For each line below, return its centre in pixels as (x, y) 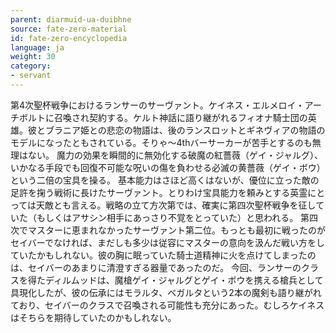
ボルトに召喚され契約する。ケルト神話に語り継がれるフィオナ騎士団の (163, 117)
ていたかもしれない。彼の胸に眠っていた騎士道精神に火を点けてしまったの (163, 255)
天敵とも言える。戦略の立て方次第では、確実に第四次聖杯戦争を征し (176, 205)
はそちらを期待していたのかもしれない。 (93, 317)
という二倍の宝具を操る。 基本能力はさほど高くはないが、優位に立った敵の (165, 180)
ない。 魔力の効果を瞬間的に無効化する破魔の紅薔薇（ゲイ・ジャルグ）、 (175, 155)
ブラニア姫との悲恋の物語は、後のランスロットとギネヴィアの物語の (185, 130)
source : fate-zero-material (69, 29)
